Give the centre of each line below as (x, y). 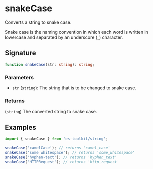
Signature (21, 53)
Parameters (19, 77)
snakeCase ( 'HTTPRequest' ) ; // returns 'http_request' (62, 162)
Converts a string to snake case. (38, 22)
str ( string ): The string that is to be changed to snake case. (74, 88)
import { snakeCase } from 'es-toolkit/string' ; (57, 139)
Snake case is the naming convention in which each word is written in (76, 32)
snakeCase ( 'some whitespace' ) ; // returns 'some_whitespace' (70, 152)
